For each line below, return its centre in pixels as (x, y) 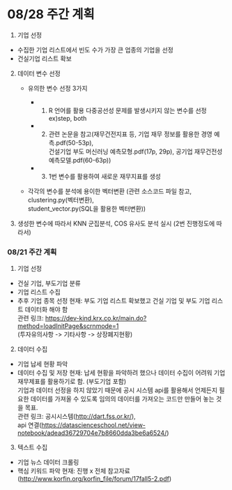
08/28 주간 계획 (51, 14)
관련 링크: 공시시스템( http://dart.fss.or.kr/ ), (76, 417)
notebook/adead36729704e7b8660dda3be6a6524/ (92, 433)
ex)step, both (68, 118)
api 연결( (29, 425)
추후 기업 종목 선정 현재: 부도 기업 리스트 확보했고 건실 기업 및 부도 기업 (114, 301)
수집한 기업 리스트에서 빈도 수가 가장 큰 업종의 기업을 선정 (95, 50)
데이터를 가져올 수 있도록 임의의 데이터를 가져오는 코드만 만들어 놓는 (122, 399)
